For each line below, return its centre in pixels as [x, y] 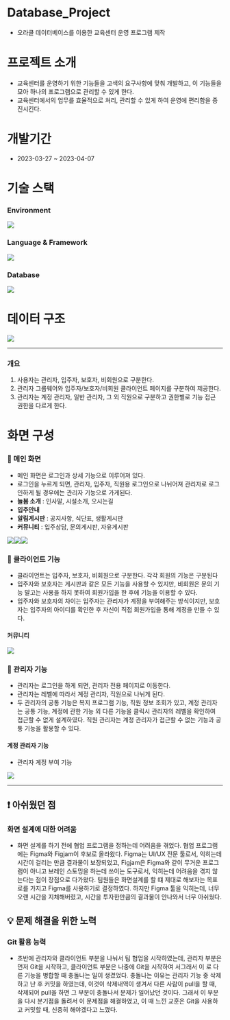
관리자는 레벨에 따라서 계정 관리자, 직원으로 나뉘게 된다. [91, 694]
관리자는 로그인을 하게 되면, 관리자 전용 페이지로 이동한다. [94, 686]
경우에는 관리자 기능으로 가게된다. [88, 493]
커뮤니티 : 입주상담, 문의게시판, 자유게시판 [73, 527]
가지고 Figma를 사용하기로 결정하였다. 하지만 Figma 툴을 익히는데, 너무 [125, 888]
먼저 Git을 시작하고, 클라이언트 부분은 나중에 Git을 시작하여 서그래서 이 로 [114, 966]
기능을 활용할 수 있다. [53, 728]
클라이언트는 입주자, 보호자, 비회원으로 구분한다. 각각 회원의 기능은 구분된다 [117, 575]
